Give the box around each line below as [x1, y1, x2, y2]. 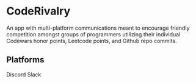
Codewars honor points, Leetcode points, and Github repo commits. [6, 37, 177, 44]
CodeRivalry [6, 4, 71, 18]
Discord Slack [6, 71, 42, 78]
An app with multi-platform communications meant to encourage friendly [6, 24, 190, 32]
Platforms [6, 55, 45, 65]
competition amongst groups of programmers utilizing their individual [6, 30, 181, 38]
